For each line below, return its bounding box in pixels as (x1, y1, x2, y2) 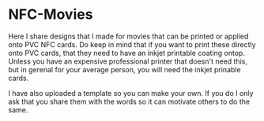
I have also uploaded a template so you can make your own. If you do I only (8, 88, 254, 97)
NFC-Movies (8, 5, 93, 24)
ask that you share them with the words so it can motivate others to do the (8, 97, 251, 106)
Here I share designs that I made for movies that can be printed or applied (8, 31, 249, 41)
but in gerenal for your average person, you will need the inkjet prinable (8, 64, 241, 74)
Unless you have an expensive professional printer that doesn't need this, (8, 57, 247, 66)
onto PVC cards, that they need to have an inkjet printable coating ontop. (8, 48, 245, 57)
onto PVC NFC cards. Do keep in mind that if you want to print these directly (8, 39, 256, 49)
